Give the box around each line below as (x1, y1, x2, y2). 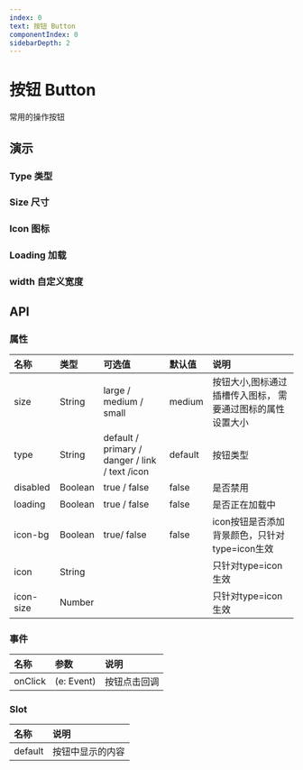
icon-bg (14, 528, 50, 541)
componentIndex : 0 (9, 30, 78, 39)
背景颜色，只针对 (212, 528, 286, 541)
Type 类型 (9, 170, 53, 182)
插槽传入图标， (212, 389, 277, 401)
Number (60, 596, 95, 609)
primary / (103, 443, 142, 455)
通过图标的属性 (221, 402, 286, 415)
